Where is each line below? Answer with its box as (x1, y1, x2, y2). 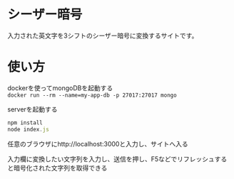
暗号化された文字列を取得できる (13, 163, 108, 172)
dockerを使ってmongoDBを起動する (7, 83, 113, 92)
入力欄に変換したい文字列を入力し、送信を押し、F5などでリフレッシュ (7, 154, 215, 163)
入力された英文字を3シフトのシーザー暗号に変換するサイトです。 (7, 31, 198, 40)
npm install (7, 119, 43, 126)
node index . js (7, 126, 50, 133)
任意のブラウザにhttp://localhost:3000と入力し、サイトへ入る (7, 139, 189, 148)
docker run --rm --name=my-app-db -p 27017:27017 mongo (7, 92, 177, 99)
